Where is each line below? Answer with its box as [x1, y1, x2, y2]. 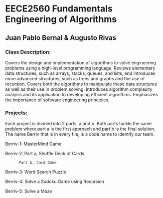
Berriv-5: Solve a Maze [5, 188, 52, 195]
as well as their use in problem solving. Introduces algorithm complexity [5, 86, 153, 92]
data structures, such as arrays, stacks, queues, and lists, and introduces [5, 70, 156, 76]
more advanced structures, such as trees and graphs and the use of [5, 75, 145, 81]
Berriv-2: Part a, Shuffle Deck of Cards [5, 151, 85, 157]
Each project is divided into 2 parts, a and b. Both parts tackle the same [5, 121, 152, 127]
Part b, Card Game [18, 160, 57, 165]
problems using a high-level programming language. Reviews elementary [5, 65, 156, 71]
